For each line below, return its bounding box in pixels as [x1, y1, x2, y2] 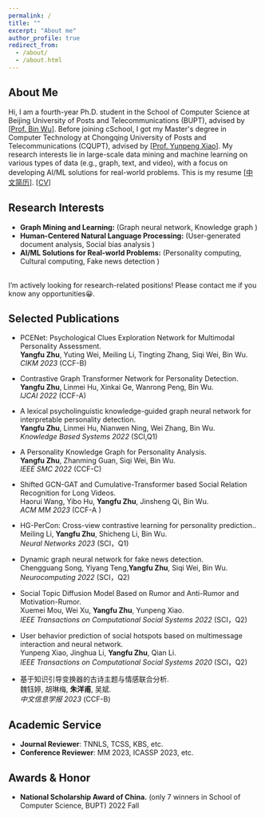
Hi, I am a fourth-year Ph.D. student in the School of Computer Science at [8, 107, 250, 117]
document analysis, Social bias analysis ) [19, 239, 156, 248]
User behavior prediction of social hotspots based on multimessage [19, 631, 243, 641]
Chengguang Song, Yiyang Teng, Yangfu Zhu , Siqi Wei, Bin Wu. [19, 563, 228, 573]
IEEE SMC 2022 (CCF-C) [19, 464, 102, 474]
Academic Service [8, 718, 102, 732]
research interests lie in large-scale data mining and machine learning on [8, 149, 248, 159]
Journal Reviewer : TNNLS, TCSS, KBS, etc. [19, 740, 164, 749]
